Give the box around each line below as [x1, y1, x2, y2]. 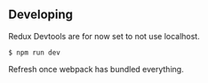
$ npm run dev [8, 48, 61, 57]
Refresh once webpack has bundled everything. [8, 63, 184, 74]
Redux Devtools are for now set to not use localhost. [8, 30, 201, 41]
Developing [8, 7, 73, 22]
